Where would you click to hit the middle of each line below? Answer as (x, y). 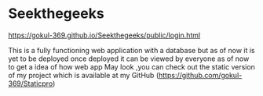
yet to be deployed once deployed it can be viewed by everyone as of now (129, 59)
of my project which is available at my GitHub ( (84, 75)
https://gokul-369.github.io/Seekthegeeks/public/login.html (104, 35)
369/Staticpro (31, 84)
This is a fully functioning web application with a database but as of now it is (131, 50)
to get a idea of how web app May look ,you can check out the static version (131, 66)
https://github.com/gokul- (200, 75)
